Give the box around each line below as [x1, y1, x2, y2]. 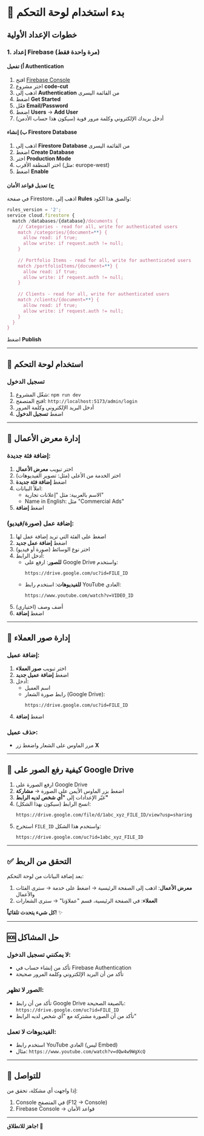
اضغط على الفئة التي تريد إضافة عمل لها [15, 533, 107, 540]
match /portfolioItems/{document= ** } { [18, 263, 119, 269]
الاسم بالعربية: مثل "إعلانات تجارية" [24, 491, 104, 498]
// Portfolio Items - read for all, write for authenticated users [18, 257, 191, 263]
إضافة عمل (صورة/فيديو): [7, 519, 74, 527]
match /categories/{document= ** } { [18, 229, 108, 235]
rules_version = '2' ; [7, 207, 62, 213]
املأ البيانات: [15, 484, 43, 492]
